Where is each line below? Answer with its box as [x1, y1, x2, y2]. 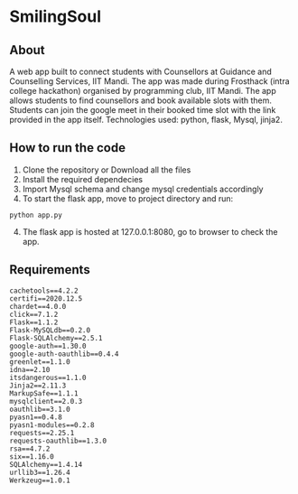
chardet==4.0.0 [9, 302, 67, 311]
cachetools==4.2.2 [9, 286, 79, 295]
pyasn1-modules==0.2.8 [9, 420, 95, 430]
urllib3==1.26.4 [9, 468, 70, 477]
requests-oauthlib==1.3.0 [9, 436, 107, 445]
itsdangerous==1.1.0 [9, 373, 88, 382]
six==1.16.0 [9, 452, 54, 461]
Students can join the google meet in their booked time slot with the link [9, 105, 276, 115]
